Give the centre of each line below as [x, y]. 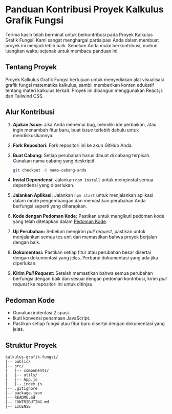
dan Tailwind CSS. [25, 96]
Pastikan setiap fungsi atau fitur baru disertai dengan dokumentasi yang [89, 324]
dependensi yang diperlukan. [44, 185]
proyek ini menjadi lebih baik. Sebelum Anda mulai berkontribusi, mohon [81, 45]
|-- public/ [18, 362]
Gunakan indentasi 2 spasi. [41, 313]
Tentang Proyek [31, 67]
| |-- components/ [27, 371]
